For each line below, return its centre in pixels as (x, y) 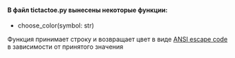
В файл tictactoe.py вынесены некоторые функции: (87, 10)
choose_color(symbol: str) (56, 25)
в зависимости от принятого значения (65, 47)
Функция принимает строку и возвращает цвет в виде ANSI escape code (117, 40)
